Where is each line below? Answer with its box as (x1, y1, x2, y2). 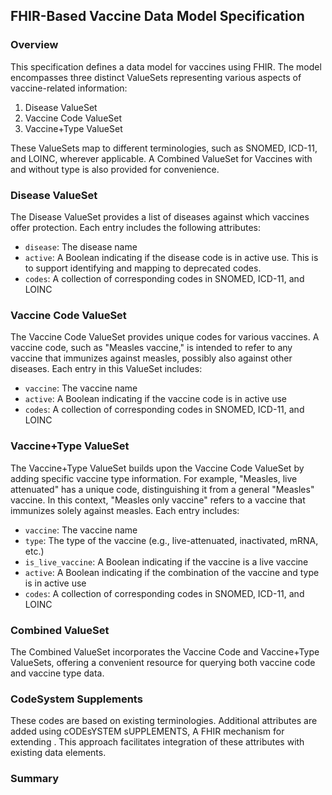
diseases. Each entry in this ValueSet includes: (10, 363, 203, 375)
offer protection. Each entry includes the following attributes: (10, 221, 261, 233)
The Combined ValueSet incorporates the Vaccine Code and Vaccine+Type (10, 645, 320, 658)
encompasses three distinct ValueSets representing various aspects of (10, 71, 302, 83)
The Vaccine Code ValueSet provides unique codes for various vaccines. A (10, 331, 320, 343)
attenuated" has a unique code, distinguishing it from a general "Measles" (10, 483, 315, 495)
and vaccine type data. (10, 667, 105, 679)
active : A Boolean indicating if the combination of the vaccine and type (24, 566, 320, 578)
